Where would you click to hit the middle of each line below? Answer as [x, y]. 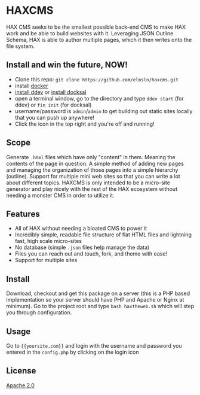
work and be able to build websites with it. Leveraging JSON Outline [90, 33]
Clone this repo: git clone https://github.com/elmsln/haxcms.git [97, 79]
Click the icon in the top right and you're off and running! [84, 124]
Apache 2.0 [20, 385]
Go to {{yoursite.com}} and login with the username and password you [94, 346]
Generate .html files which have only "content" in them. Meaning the [91, 157]
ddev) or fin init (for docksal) [53, 105]
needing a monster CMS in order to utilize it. [60, 195]
